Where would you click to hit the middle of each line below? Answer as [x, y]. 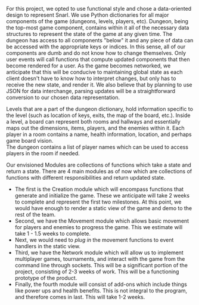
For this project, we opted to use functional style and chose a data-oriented [99, 9]
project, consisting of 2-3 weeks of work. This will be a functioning [97, 272]
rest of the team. [35, 215]
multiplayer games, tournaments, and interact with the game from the [100, 259]
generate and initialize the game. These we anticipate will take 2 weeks [102, 195]
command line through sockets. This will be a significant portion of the [101, 265]
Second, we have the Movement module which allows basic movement [102, 221]
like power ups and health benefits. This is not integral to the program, [101, 291]
